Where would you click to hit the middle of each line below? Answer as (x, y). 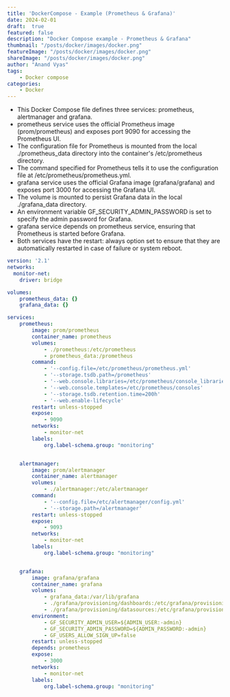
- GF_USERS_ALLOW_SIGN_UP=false (90, 635)
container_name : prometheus (72, 336)
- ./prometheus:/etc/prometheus (90, 350)
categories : (24, 84)
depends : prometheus (61, 648)
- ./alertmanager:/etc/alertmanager (96, 489)
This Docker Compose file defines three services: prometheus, (105, 110)
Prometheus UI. (39, 139)
